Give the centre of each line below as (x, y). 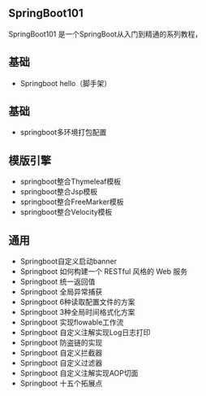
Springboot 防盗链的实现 (61, 343)
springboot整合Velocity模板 (66, 212)
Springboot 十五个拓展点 (61, 383)
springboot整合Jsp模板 (59, 192)
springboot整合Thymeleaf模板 (71, 181)
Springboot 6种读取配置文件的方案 (77, 302)
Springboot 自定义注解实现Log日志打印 (85, 333)
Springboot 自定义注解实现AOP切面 (79, 373)
